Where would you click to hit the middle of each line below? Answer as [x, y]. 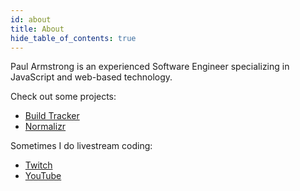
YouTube [43, 176]
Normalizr [45, 127]
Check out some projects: [63, 97]
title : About [37, 29]
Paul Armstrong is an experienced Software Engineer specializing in [150, 67]
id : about [31, 19]
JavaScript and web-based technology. [91, 77]
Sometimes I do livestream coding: [81, 146]
